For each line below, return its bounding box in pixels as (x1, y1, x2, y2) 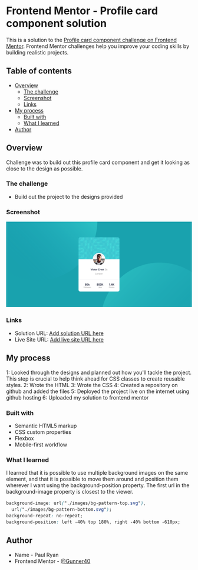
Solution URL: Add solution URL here (14, 330, 104, 337)
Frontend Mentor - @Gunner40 (14, 558, 91, 565)
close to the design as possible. (6, 165, 83, 172)
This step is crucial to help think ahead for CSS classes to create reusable (6, 375, 185, 382)
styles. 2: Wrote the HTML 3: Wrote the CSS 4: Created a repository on (6, 381, 178, 388)
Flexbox (14, 434, 34, 442)
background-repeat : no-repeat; (6, 513, 83, 519)
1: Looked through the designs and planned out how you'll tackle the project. (6, 369, 192, 376)
